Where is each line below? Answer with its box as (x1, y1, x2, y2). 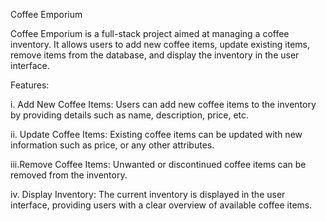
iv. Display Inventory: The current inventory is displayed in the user (10, 189, 286, 200)
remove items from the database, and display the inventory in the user (10, 49, 300, 61)
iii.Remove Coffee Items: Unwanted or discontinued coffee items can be (10, 159, 307, 170)
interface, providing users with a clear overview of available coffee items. (10, 199, 313, 211)
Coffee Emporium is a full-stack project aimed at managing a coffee (10, 28, 290, 39)
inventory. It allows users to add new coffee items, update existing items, (10, 39, 311, 50)
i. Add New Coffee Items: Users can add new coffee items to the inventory (10, 99, 317, 110)
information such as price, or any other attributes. (10, 139, 215, 151)
